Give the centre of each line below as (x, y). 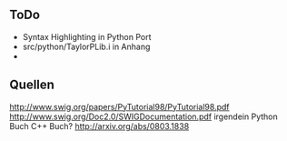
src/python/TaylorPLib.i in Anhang (86, 46)
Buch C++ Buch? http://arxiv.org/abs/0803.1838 (99, 126)
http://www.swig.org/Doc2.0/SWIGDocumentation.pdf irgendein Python (144, 116)
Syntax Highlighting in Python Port (87, 36)
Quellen (32, 85)
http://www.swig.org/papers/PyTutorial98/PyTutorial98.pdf (119, 106)
